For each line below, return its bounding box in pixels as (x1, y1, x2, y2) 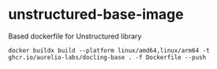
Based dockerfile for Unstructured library (8, 31, 142, 41)
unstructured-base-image (8, 5, 184, 24)
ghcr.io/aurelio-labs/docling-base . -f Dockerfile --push (8, 53, 207, 61)
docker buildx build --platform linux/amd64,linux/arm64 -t (8, 46, 211, 54)
